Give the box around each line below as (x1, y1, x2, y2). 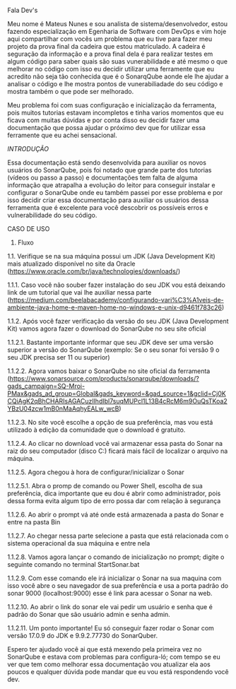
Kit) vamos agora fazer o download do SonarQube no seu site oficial (7, 324, 206, 333)
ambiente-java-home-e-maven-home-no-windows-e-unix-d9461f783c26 (7, 303, 223, 312)
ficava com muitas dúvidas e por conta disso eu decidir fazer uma (7, 116, 200, 124)
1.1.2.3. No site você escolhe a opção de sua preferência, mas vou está (7, 418, 213, 426)
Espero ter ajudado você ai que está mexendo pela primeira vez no (7, 645, 202, 653)
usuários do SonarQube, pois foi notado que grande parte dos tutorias (7, 166, 212, 174)
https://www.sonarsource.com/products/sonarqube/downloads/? (9, 375, 199, 382)
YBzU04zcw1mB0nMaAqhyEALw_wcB (7, 404, 119, 413)
